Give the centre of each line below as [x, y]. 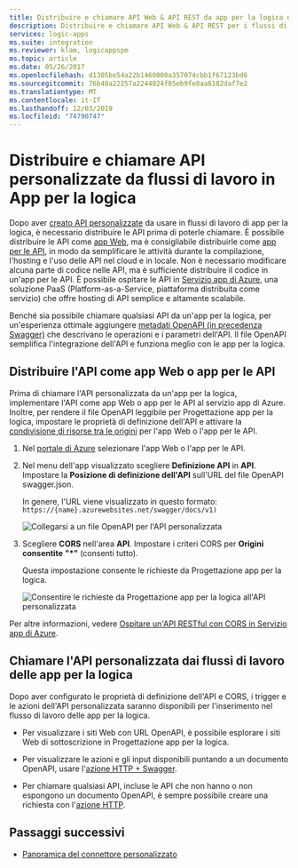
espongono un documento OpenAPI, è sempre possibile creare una [145, 795]
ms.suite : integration [51, 42]
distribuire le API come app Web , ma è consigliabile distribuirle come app [143, 242]
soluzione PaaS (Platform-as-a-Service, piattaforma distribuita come [134, 289]
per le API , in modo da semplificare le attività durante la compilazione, [137, 251]
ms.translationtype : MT [53, 92]
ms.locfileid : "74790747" [57, 116]
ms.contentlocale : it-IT [55, 100]
